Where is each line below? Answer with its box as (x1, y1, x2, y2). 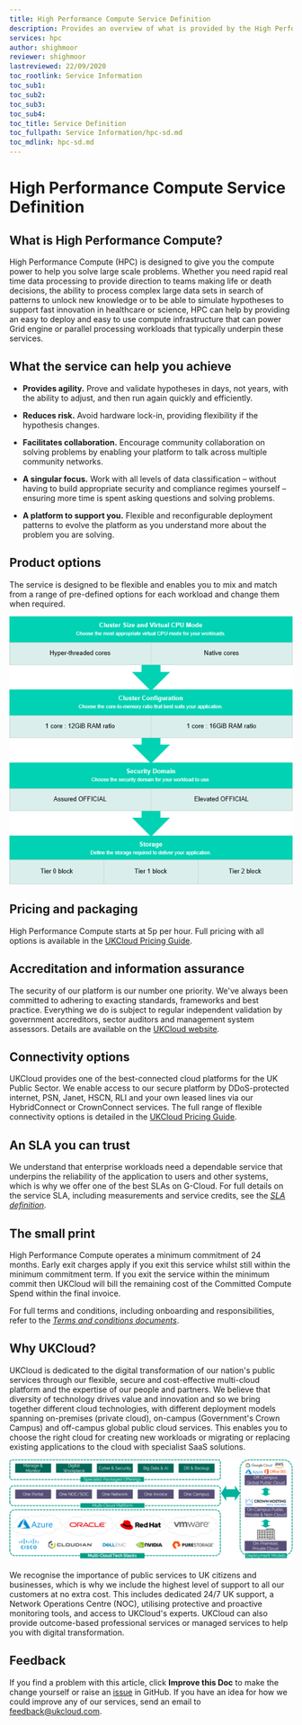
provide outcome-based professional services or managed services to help (9, 1617, 289, 1628)
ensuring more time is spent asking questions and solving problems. (22, 492, 276, 503)
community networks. (22, 455, 103, 467)
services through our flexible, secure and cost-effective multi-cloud (9, 1374, 261, 1385)
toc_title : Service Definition (9, 119, 127, 128)
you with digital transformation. (9, 1627, 125, 1638)
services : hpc (9, 33, 63, 42)
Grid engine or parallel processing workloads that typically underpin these (9, 324, 284, 334)
